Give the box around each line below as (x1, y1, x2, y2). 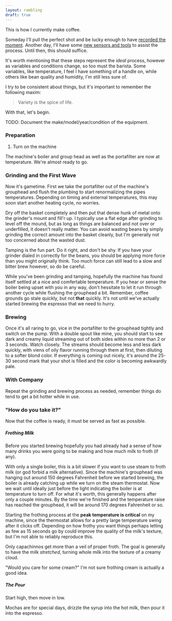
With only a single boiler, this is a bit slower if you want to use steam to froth (5, 463, 166, 469)
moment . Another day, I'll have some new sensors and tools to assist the (5, 42, 158, 48)
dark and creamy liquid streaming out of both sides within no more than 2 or (5, 336, 166, 342)
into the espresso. (5, 610, 44, 616)
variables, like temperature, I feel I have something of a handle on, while (5, 68, 157, 75)
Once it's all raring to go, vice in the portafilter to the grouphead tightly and (5, 325, 164, 332)
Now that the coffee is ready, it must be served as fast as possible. (5, 417, 146, 424)
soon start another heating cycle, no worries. (5, 200, 100, 206)
